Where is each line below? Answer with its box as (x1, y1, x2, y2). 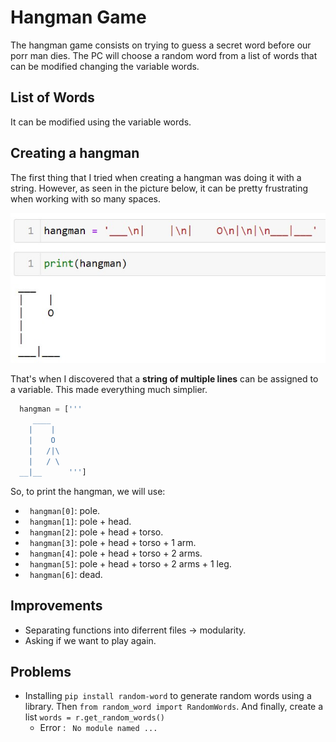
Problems (10, 664, 72, 680)
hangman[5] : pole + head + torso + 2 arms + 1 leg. (29, 557, 232, 570)
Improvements (10, 597, 103, 615)
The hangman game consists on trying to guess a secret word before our (10, 39, 312, 51)
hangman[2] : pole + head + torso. (29, 526, 164, 538)
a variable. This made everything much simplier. (10, 383, 208, 395)
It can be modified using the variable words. (10, 116, 192, 128)
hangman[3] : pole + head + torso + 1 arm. (29, 536, 197, 548)
